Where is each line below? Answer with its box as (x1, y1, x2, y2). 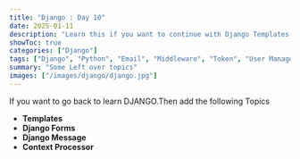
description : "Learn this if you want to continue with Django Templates (9, 29, 290, 38)
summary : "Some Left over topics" (9, 63, 138, 72)
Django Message (21, 131, 87, 143)
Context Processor (21, 141, 94, 152)
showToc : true (9, 38, 62, 47)
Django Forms (21, 122, 76, 133)
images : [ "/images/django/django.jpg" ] (9, 71, 158, 80)
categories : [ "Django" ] (9, 46, 98, 55)
